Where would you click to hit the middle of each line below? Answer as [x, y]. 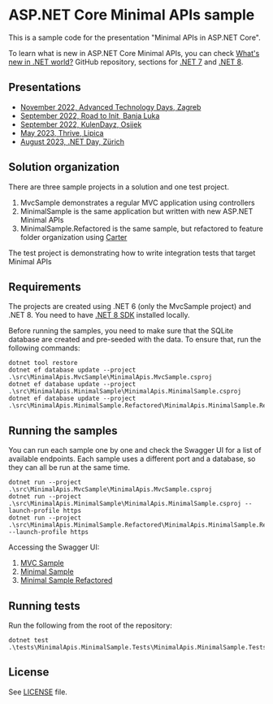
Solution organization [64, 167]
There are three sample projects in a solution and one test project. [119, 187]
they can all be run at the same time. [69, 467]
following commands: [44, 348]
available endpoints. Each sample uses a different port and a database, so [132, 459]
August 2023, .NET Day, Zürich [72, 141]
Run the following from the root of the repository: [90, 625]
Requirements [45, 287]
